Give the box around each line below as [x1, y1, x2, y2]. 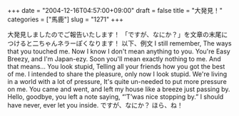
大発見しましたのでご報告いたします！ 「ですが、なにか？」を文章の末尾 [7, 31, 222, 38]
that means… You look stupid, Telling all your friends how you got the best [7, 63, 225, 70]
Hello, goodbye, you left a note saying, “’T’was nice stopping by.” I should [7, 93, 224, 101]
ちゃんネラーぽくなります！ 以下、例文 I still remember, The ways [38, 39, 232, 48]
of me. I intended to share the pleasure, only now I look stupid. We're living [7, 70, 228, 78]
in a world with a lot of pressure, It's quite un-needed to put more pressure [7, 78, 227, 85]
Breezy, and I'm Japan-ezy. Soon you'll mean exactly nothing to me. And [7, 55, 221, 63]
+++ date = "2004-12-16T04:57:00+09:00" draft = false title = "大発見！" [7, 6, 223, 14]
